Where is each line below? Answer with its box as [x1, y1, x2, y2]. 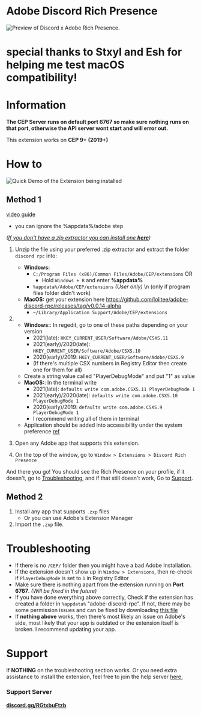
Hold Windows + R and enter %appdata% [41, 276, 143, 283]
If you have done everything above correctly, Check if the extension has [14, 593, 193, 601]
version [23, 327, 43, 335]
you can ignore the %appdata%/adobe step [14, 222, 124, 229]
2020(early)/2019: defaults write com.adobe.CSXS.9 [32, 403, 163, 410]
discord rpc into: [14, 252, 58, 259]
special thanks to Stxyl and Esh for [6, 45, 182, 59]
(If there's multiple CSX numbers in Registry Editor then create [32, 359, 187, 367]
